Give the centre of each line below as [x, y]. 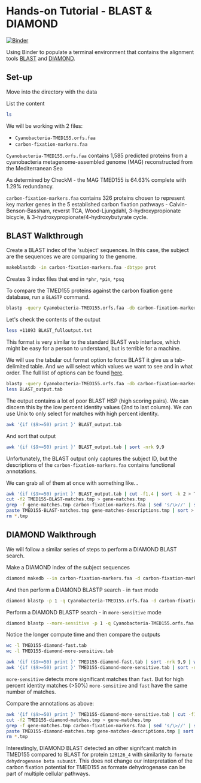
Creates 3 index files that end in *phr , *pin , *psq [65, 279]
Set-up [19, 77]
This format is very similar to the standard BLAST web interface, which [93, 342]
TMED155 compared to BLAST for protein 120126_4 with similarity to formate [100, 755]
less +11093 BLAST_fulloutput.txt [49, 331]
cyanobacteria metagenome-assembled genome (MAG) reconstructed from [100, 162]
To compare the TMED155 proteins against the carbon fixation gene [89, 291]
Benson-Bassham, [29, 211]
